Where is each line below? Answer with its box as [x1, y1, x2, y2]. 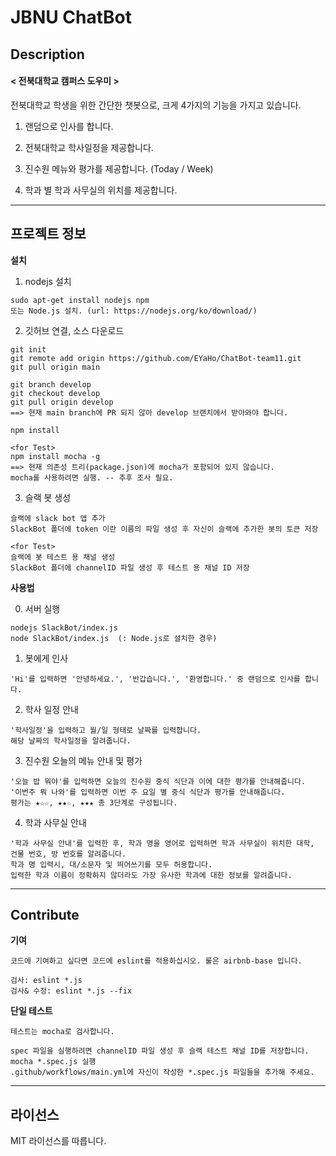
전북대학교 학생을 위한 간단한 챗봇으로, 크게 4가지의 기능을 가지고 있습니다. [10, 99, 302, 111]
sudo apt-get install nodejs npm [10, 295, 150, 305]
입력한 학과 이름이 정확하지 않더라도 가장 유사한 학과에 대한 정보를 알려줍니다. [10, 870, 293, 880]
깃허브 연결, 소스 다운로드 [24, 324, 125, 336]
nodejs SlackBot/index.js [10, 622, 118, 633]
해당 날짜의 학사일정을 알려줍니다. [10, 736, 132, 746]
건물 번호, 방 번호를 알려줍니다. [10, 849, 127, 859]
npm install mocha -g [10, 451, 101, 461]
